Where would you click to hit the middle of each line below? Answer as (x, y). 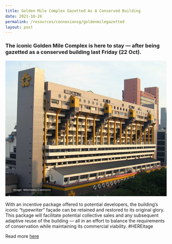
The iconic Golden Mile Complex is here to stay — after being (83, 46)
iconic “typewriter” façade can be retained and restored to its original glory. (85, 210)
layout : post (19, 27)
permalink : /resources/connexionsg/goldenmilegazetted (65, 22)
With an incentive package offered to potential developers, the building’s (82, 204)
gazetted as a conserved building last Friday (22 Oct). (73, 52)
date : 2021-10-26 (24, 16)
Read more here (22, 236)
